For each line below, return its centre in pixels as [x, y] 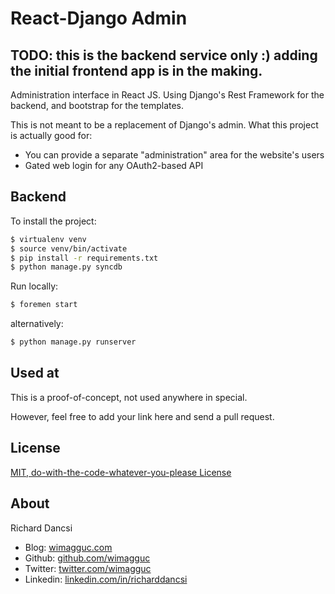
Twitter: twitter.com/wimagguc [88, 568]
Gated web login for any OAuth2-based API [114, 165]
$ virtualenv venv [48, 239]
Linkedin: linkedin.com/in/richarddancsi [106, 579]
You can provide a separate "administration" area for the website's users [174, 155]
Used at [35, 373]
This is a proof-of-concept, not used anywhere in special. [129, 397]
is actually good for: [51, 135]
